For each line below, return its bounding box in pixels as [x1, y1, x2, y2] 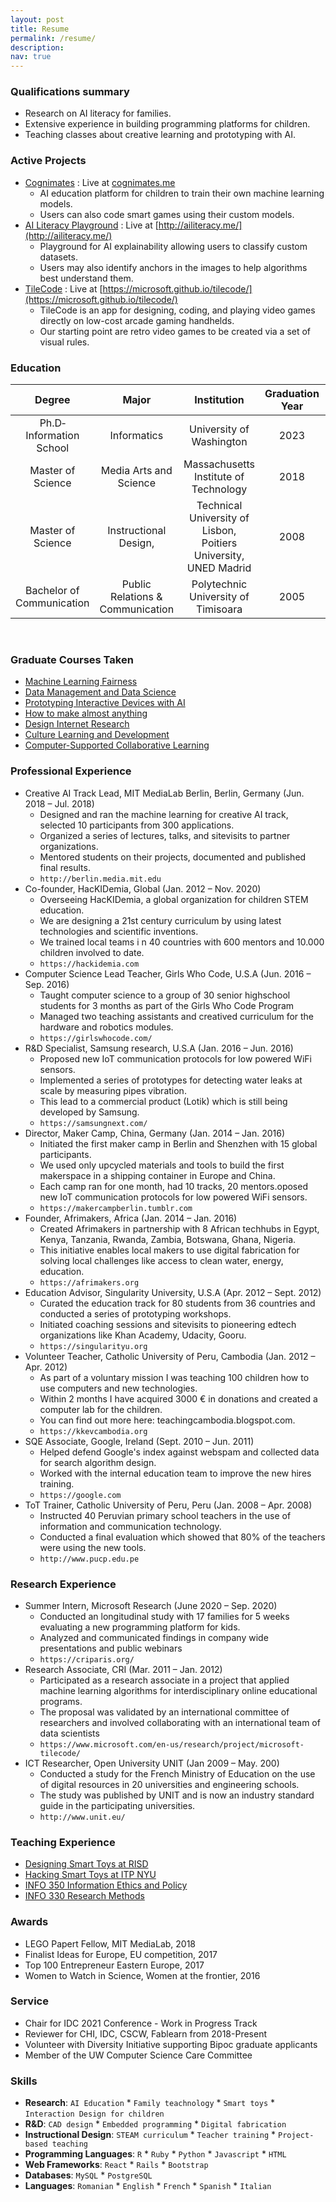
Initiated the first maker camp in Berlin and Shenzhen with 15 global [39, 1137, 318, 1150]
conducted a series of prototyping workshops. [39, 1307, 232, 1320]
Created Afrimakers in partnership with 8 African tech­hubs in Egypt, [39, 1222, 320, 1235]
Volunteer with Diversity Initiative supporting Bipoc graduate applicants [24, 2038, 318, 2050]
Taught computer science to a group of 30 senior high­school [39, 989, 291, 1001]
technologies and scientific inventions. [39, 925, 199, 937]
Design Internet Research [24, 718, 130, 730]
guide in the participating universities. [39, 1799, 196, 1811]
